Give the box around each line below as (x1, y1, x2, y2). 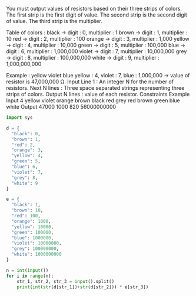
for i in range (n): (6, 273, 54, 279)
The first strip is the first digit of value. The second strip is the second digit (6, 11, 187, 18)
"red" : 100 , (11, 213, 41, 219)
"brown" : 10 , (11, 207, 44, 213)
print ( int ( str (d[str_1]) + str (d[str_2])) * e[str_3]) (16, 284, 149, 290)
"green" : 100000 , (11, 229, 54, 235)
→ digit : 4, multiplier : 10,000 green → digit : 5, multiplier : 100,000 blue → (6, 41, 185, 48)
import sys (6, 115, 33, 121)
